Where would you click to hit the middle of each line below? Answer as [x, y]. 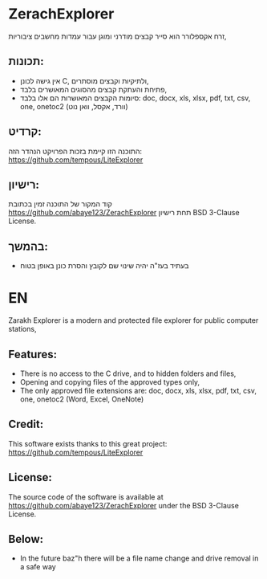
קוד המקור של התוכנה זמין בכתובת [60, 204]
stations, [22, 329]
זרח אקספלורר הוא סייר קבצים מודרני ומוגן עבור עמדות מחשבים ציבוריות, [117, 36]
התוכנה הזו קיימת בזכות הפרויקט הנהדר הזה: [75, 151]
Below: [26, 539]
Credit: [26, 424]
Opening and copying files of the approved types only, [110, 381]
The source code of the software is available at [86, 497]
